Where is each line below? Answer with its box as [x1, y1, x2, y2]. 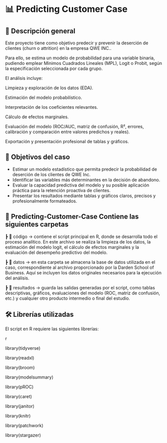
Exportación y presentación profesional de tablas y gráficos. [5, 139, 129, 144]
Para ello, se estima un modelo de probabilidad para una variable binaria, [5, 55, 155, 61]
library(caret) [5, 394, 32, 400]
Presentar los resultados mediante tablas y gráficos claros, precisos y [12, 193, 156, 199]
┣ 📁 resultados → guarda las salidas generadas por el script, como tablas [5, 284, 156, 290]
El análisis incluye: [5, 75, 43, 81]
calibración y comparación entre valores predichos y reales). [5, 129, 130, 135]
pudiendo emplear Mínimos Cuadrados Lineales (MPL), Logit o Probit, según [5, 60, 162, 66]
